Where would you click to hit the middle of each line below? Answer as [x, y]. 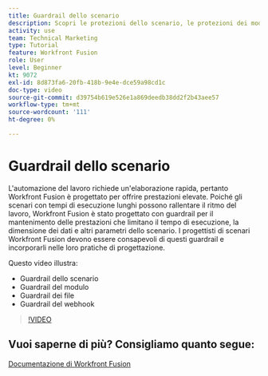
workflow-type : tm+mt [44, 105]
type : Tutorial [33, 46]
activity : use [32, 30]
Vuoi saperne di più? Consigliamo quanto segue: [132, 344]
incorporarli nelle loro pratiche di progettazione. [87, 247]
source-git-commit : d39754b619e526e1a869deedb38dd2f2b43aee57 [114, 97]
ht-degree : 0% [32, 120]
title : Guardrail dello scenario [64, 16]
